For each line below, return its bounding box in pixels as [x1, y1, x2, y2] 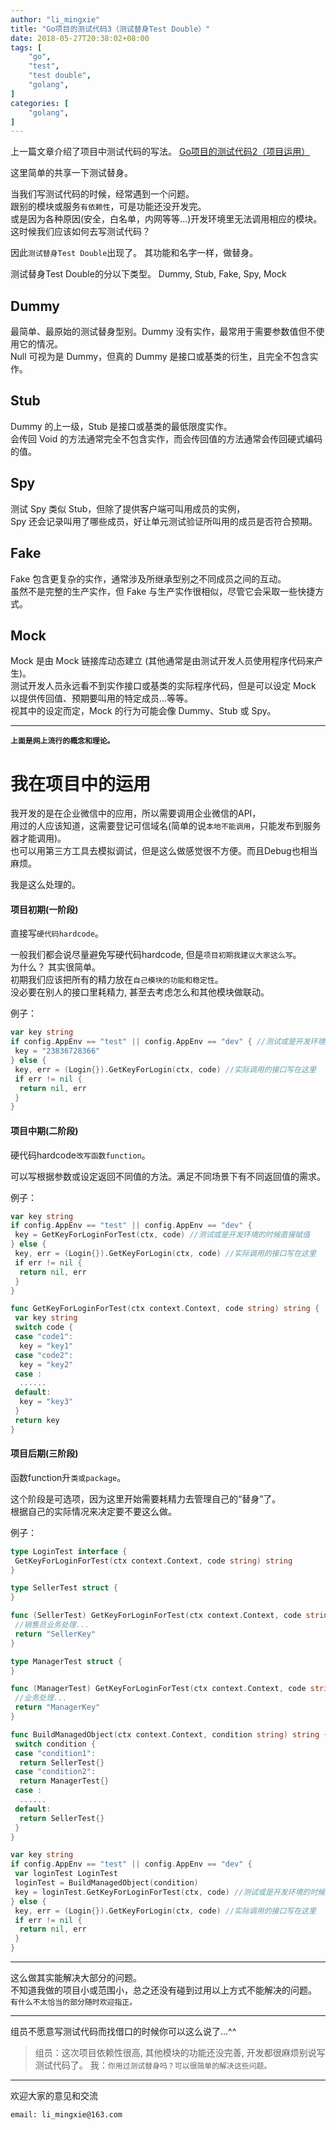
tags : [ [10, 42, 43, 53]
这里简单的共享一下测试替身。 [10, 167, 133, 179]
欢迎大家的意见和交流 [10, 2090, 98, 2102]
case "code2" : [14, 1350, 74, 1360]
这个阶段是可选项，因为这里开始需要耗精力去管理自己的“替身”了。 [10, 1492, 282, 1505]
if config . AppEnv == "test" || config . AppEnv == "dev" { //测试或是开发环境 [10, 1037, 326, 1047]
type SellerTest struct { [10, 1583, 118, 1593]
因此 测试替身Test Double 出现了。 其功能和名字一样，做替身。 [10, 247, 259, 259]
